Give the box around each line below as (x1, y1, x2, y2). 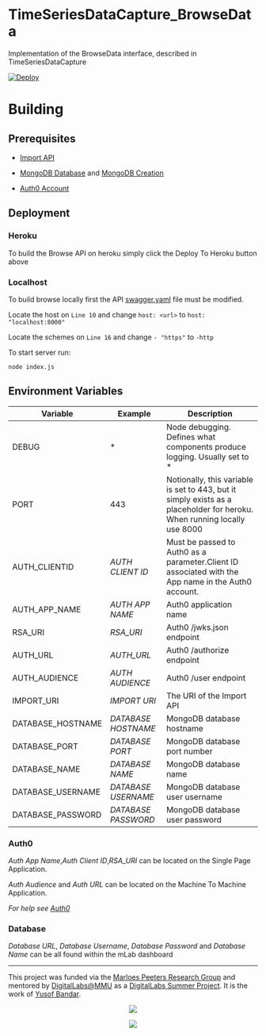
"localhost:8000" (8, 318, 66, 326)
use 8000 (165, 524, 203, 535)
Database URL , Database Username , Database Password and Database (8, 942, 246, 951)
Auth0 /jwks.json (165, 621, 229, 632)
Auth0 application (165, 599, 233, 610)
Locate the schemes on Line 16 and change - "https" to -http (8, 332, 214, 342)
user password (165, 814, 222, 825)
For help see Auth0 (8, 904, 70, 913)
